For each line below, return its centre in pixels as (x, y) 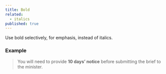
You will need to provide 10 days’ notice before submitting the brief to (89, 61)
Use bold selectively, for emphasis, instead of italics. (59, 38)
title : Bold (17, 10)
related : (14, 14)
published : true (22, 24)
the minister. (30, 67)
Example (16, 51)
